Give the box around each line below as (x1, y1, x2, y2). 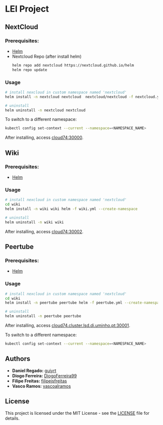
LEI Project (5, 3, 49, 15)
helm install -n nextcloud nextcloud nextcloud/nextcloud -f (5, 94, 133, 99)
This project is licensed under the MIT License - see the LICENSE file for (5, 410, 149, 416)
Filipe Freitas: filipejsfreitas (12, 378, 67, 384)
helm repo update (12, 67, 48, 72)
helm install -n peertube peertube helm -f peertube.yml (5, 300, 123, 306)
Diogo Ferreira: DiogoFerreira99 (12, 373, 77, 378)
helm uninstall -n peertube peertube (5, 314, 81, 319)
